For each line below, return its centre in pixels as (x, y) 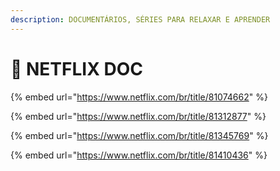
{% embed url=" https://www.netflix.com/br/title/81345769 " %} (139, 135)
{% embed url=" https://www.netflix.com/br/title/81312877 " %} (138, 116)
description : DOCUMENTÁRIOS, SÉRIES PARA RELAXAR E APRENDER (140, 19)
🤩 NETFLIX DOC (76, 68)
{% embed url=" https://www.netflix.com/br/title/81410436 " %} (139, 155)
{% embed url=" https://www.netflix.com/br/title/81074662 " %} (139, 97)
